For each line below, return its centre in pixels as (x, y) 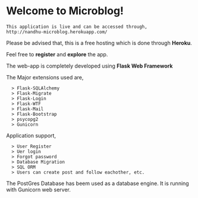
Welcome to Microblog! (65, 11)
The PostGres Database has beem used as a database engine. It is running (98, 183)
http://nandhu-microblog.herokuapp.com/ (57, 32)
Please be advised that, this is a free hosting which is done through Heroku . (99, 43)
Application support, (31, 135)
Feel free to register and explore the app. (57, 54)
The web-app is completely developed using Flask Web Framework (89, 66)
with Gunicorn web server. (39, 189)
